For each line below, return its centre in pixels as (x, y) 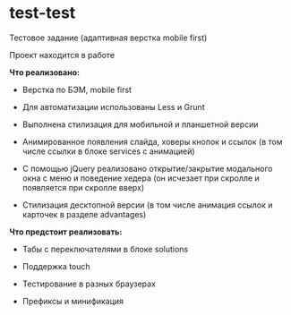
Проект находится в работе (62, 55)
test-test (43, 13)
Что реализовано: (45, 72)
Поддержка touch (56, 266)
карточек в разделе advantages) (84, 214)
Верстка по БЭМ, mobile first (77, 89)
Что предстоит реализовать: (66, 232)
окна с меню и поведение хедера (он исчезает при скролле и (141, 178)
